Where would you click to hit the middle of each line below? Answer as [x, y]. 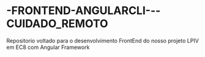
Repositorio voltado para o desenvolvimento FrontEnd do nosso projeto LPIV [102, 40]
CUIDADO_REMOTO [57, 24]
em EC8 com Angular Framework [48, 47]
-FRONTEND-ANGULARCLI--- [84, 11]
